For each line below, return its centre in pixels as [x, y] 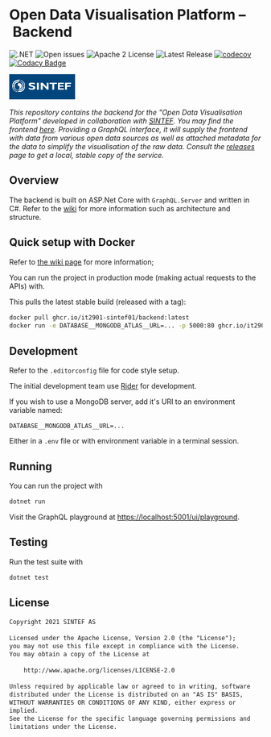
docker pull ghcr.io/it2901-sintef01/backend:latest [99, 317]
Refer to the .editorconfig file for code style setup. [94, 371]
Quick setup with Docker [72, 242]
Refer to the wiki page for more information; [82, 262]
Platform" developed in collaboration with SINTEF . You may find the [121, 121]
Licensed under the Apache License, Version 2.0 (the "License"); [123, 639]
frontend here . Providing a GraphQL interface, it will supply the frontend [128, 129]
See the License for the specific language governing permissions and [130, 719]
